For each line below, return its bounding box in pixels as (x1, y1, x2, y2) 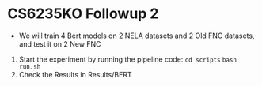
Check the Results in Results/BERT (18, 69, 132, 79)
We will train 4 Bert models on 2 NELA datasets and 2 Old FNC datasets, (18, 31, 255, 40)
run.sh (18, 62, 41, 71)
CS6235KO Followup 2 (7, 5, 159, 23)
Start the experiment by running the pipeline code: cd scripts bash (18, 54, 237, 64)
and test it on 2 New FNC (18, 39, 101, 48)
